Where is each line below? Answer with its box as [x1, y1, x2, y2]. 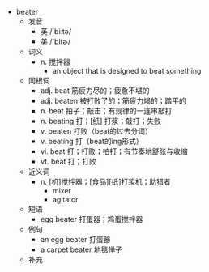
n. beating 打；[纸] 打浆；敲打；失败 [40, 117, 162, 125]
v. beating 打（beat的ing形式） [40, 137, 143, 146]
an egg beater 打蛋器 [40, 235, 111, 244]
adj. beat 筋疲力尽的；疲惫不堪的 [40, 86, 150, 96]
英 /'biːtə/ [40, 27, 71, 36]
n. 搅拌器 [40, 57, 70, 66]
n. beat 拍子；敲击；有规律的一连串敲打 [40, 106, 173, 116]
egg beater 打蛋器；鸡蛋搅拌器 [40, 215, 143, 223]
